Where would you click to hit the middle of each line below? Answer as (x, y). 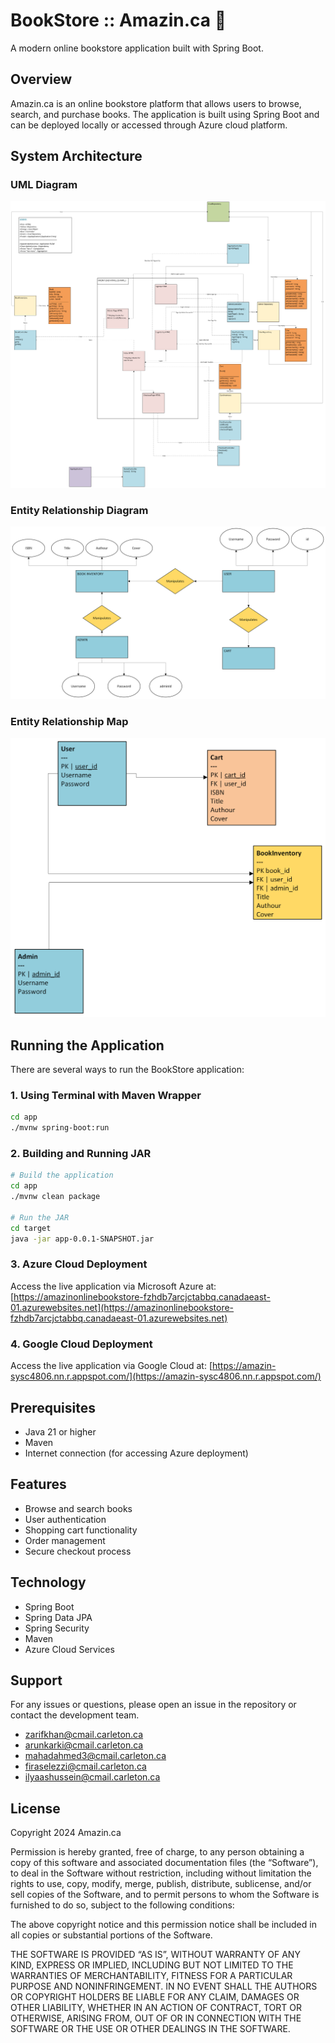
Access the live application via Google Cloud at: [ (111, 1366)
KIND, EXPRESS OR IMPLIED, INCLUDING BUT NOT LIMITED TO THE (152, 1965)
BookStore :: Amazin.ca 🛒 (118, 20)
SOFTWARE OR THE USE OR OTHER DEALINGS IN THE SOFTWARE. (150, 2029)
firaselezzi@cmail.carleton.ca (85, 1766)
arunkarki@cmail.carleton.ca (84, 1745)
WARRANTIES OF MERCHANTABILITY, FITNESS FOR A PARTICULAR (151, 1976)
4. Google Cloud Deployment (81, 1344)
